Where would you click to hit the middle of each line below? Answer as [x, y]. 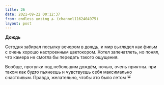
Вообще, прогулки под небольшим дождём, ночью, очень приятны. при [81, 67]
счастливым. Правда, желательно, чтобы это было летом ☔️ [68, 78]
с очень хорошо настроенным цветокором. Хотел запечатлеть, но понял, [82, 52]
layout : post [18, 23]
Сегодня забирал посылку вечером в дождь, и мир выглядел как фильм [81, 47]
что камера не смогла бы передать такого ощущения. [62, 57]
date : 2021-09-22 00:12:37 [33, 14]
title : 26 [15, 10]
